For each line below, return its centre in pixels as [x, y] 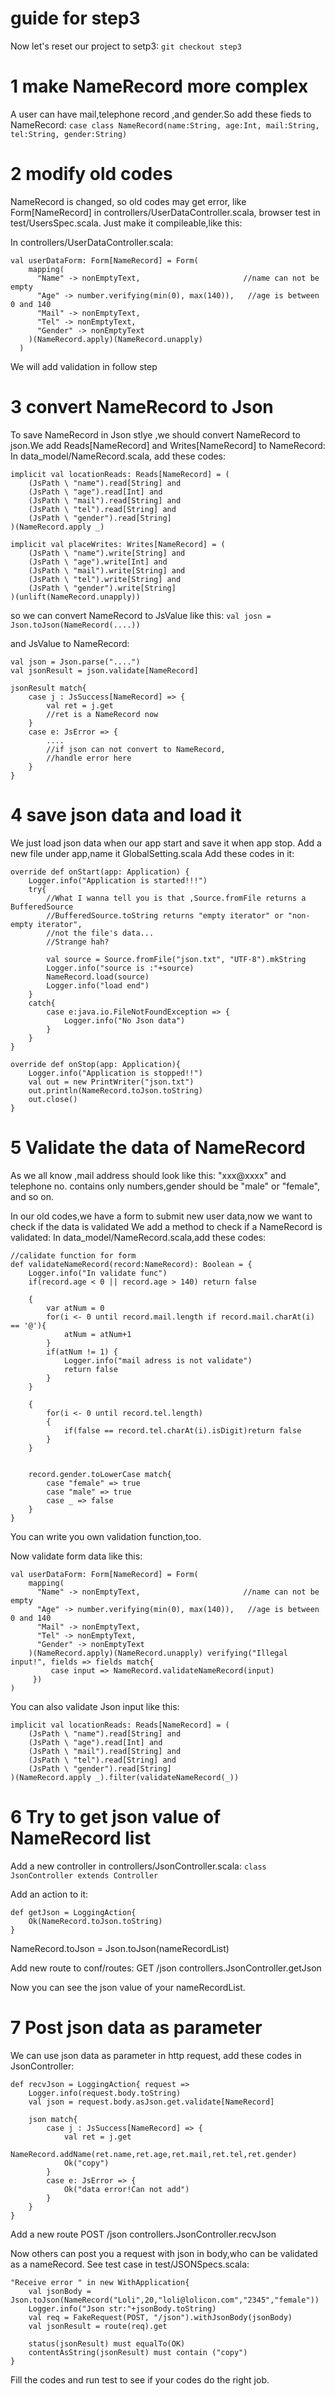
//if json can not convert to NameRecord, [136, 749]
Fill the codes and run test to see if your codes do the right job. [140, 2379]
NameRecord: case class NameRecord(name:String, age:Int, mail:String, [165, 124]
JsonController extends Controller [84, 1875]
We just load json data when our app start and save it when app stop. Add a [166, 843]
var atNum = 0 [75, 1308]
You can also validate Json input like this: [95, 1706]
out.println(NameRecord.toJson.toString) [115, 1090]
